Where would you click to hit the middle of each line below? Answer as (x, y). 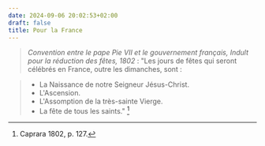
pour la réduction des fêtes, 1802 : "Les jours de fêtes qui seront (132, 61)
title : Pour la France (45, 30)
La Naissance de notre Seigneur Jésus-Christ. (114, 84)
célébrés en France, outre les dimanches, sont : (105, 69)
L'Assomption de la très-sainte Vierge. (101, 101)
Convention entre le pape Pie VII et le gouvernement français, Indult (138, 53)
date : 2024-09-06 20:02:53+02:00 (63, 15)
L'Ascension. (60, 93)
